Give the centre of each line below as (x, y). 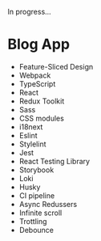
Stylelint (32, 144)
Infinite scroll (40, 213)
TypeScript (37, 83)
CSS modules (42, 118)
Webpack (35, 75)
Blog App (38, 44)
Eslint (28, 135)
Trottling (33, 221)
